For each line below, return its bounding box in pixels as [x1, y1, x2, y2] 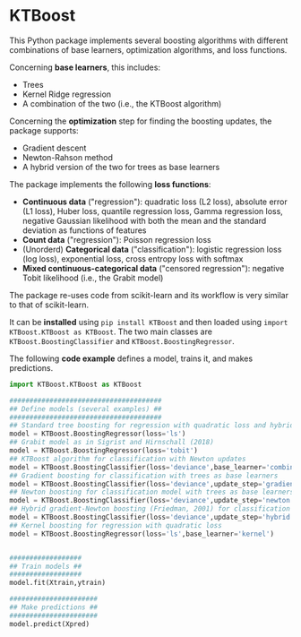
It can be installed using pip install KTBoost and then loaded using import [9, 316, 288, 327]
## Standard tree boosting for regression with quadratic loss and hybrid [9, 421, 295, 430]
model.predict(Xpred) [9, 619, 90, 628]
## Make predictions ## [9, 603, 99, 612]
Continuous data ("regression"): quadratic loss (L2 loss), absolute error [21, 196, 288, 207]
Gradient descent [21, 142, 87, 153]
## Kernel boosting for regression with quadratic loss [9, 521, 222, 529]
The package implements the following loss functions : [9, 178, 211, 189]
